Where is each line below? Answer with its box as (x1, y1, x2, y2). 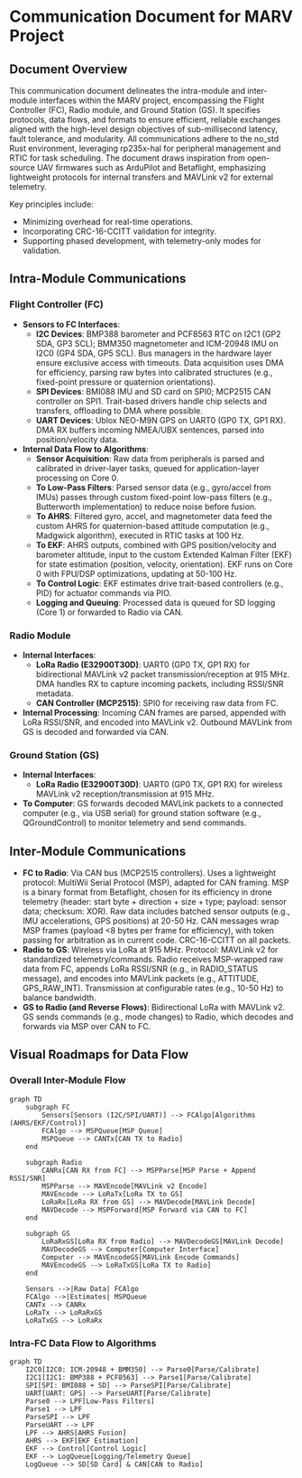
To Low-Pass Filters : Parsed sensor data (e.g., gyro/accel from (35, 481, 272, 493)
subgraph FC (25, 1102, 70, 1111)
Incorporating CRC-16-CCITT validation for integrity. (22, 226, 217, 237)
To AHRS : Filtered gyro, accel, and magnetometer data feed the (35, 510, 273, 521)
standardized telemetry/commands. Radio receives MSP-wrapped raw (22, 954, 284, 965)
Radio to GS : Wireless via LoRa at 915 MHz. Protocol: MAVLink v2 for (22, 944, 279, 955)
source (9, 163, 36, 172)
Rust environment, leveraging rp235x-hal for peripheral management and (9, 143, 281, 153)
